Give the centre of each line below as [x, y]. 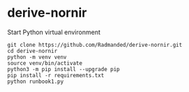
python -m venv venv [37, 57]
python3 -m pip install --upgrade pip [63, 69]
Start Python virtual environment [54, 32]
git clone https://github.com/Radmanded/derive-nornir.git [95, 45]
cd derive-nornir [32, 51]
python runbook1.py [36, 82]
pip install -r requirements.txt [56, 75]
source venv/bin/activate [45, 63]
